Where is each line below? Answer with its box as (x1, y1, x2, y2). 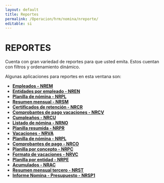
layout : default (5, 7, 39, 12)
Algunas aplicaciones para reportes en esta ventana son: (5, 74, 121, 80)
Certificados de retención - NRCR (12, 104, 83, 110)
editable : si (5, 21, 32, 26)
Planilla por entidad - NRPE (12, 157, 69, 163)
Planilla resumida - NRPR (12, 125, 65, 131)
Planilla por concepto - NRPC (12, 146, 73, 152)
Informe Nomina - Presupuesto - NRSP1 (12, 173, 96, 179)
